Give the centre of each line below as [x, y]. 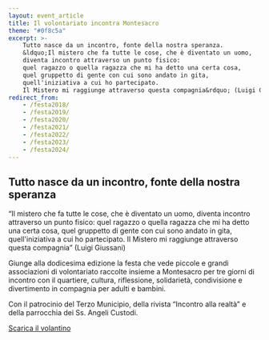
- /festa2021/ [46, 127]
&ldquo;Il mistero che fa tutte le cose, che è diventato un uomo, [137, 53]
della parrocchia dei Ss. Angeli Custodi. [73, 313]
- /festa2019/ [46, 113]
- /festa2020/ [46, 120]
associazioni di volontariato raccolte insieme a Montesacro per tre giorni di [131, 272]
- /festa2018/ [46, 105]
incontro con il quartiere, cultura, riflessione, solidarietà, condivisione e [125, 280]
